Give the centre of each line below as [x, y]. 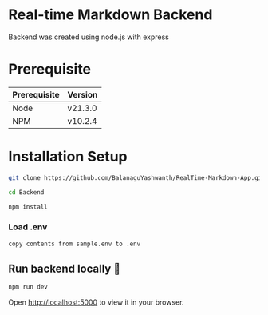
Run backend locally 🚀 [65, 269]
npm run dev [28, 287]
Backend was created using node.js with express [89, 37]
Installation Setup [68, 157]
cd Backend [26, 192]
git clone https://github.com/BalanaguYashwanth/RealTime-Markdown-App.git [137, 177]
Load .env [28, 227]
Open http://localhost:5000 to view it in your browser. [96, 302]
